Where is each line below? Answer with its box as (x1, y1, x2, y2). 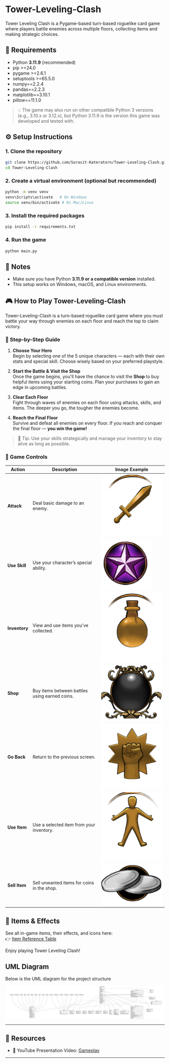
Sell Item (7, 882, 27, 889)
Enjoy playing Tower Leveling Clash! (5, 947, 80, 954)
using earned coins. (32, 693, 74, 699)
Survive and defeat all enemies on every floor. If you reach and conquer (12, 420, 163, 427)
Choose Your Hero (12, 347, 52, 353)
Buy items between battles (32, 687, 88, 693)
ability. (32, 565, 47, 571)
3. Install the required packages (5, 212, 85, 219)
